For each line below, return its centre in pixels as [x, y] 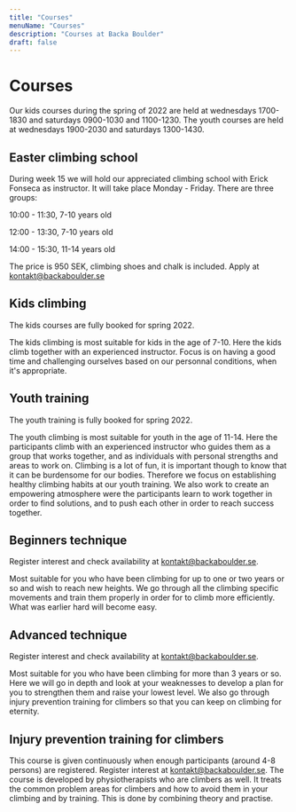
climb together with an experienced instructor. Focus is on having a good [143, 351]
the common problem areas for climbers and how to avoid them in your [139, 789]
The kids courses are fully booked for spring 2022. [102, 325]
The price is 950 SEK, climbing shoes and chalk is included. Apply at [134, 266]
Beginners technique [68, 541]
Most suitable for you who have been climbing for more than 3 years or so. [145, 674]
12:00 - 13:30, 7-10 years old [61, 232]
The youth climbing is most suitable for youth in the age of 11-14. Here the [144, 437]
